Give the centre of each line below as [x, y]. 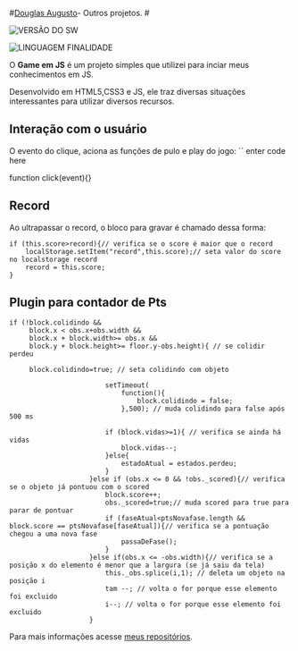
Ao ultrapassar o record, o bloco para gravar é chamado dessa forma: [137, 227]
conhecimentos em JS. [51, 74]
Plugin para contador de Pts [88, 303]
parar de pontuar [41, 511]
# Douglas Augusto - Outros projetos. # [79, 13]
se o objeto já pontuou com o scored [79, 487]
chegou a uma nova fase [54, 534]
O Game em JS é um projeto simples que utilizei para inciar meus [129, 65]
